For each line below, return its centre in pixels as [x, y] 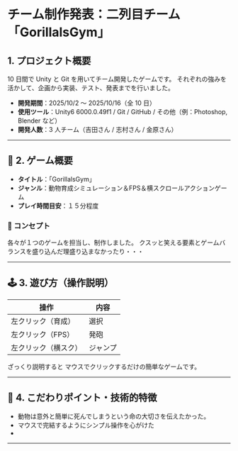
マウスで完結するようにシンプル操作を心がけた [86, 425]
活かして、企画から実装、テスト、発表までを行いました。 [91, 88]
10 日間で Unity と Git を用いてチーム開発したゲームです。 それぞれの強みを [117, 79]
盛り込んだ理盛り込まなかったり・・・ [87, 252]
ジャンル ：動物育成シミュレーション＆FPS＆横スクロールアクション [116, 188]
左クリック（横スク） [47, 347]
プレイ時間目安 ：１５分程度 [58, 206]
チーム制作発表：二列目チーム [94, 15]
